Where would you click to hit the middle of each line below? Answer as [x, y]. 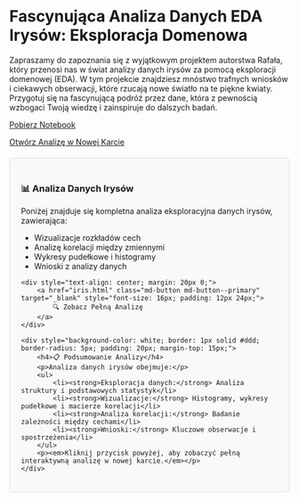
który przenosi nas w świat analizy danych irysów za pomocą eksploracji [143, 70]
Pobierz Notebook [42, 124]
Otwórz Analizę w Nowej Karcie [67, 142]
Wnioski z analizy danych [81, 267]
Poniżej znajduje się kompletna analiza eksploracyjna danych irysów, [147, 211]
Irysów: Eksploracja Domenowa [129, 35]
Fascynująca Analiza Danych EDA [136, 16]
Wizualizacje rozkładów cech [88, 238]
